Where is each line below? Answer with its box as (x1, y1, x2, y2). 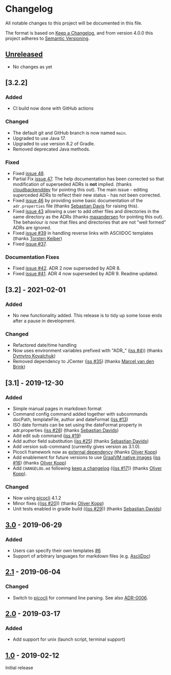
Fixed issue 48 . (12, 171, 45, 177)
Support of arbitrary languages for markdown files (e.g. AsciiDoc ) (12, 552, 151, 559)
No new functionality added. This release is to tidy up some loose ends (12, 312, 162, 319)
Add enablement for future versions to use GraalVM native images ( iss (12, 454, 161, 460)
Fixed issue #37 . (12, 241, 47, 247)
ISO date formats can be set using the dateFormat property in (12, 422, 142, 428)
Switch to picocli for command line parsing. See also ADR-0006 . (12, 594, 148, 600)
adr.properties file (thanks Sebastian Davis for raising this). (12, 203, 139, 209)
